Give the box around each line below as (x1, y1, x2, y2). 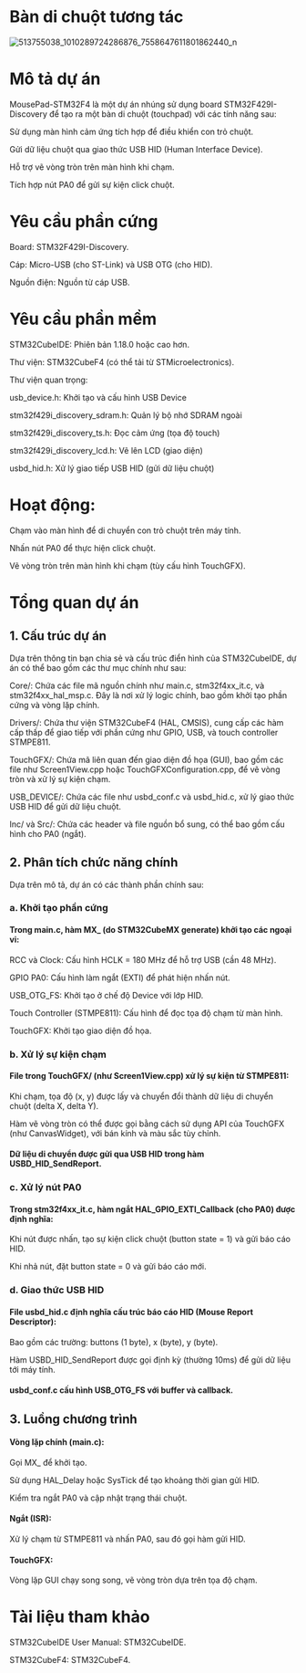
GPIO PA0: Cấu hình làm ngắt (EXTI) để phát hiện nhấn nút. (9, 972, 230, 983)
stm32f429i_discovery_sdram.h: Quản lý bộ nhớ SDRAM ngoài (9, 409, 243, 421)
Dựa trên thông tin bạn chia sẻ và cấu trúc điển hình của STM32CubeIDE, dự (9, 653, 297, 664)
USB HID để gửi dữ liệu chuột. (9, 800, 121, 811)
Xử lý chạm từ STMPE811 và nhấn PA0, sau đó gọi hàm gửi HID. (9, 1533, 246, 1544)
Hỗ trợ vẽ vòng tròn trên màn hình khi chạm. (9, 162, 175, 173)
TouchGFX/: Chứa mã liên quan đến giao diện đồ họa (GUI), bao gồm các (9, 754, 284, 765)
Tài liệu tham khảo (9, 1606, 150, 1627)
